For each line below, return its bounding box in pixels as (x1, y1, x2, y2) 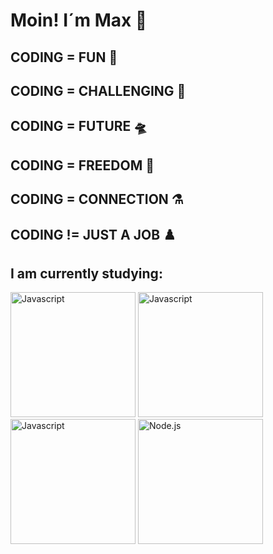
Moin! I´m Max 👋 (10, 9, 148, 32)
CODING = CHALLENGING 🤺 (10, 82, 187, 99)
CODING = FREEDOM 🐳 (10, 157, 155, 174)
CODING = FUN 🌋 (10, 49, 118, 66)
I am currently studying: (10, 265, 163, 282)
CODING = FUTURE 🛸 (10, 118, 148, 135)
